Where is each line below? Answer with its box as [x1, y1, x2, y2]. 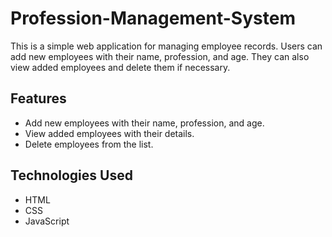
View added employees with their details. [24, 127, 195, 139]
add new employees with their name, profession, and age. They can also [10, 50, 310, 62]
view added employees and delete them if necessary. [10, 61, 231, 73]
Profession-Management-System [10, 7, 296, 30]
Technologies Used [10, 167, 133, 184]
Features [10, 90, 67, 107]
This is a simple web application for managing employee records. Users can [10, 40, 323, 52]
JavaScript [24, 215, 70, 227]
